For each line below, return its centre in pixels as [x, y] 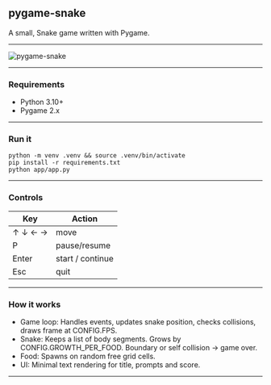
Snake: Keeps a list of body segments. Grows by [100, 339]
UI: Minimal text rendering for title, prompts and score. [110, 365]
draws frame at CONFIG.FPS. [69, 331]
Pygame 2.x [40, 111]
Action [85, 219]
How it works [35, 304]
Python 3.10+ [42, 102]
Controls [26, 198]
